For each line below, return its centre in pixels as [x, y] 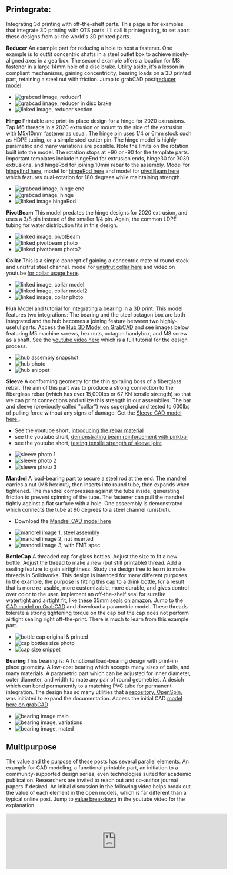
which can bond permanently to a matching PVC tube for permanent [89, 686]
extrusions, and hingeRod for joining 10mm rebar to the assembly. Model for [98, 165]
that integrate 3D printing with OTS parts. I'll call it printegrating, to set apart [98, 30]
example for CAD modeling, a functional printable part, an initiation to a [92, 767]
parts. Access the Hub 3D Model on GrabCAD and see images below [106, 327]
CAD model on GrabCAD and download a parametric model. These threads [97, 606]
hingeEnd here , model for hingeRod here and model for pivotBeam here [93, 171]
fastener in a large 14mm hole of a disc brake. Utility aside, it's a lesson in [95, 67]
